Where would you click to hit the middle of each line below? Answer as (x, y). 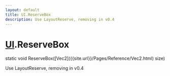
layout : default (22, 10)
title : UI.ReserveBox (28, 15)
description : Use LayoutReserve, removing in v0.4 (60, 19)
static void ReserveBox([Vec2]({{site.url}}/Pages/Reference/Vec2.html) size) (85, 58)
